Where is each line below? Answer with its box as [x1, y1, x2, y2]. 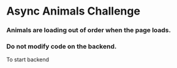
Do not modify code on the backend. [6, 42, 117, 51]
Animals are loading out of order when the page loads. [6, 26, 171, 35]
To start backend [6, 56, 50, 63]
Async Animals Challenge [6, 4, 141, 18]
